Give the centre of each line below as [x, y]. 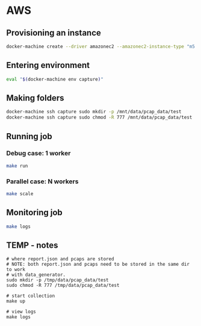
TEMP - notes [32, 245]
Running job [29, 136]
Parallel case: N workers [42, 181]
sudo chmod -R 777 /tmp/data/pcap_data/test [63, 286]
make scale [20, 193]
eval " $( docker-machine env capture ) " [55, 79]
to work [16, 270]
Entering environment [48, 65]
